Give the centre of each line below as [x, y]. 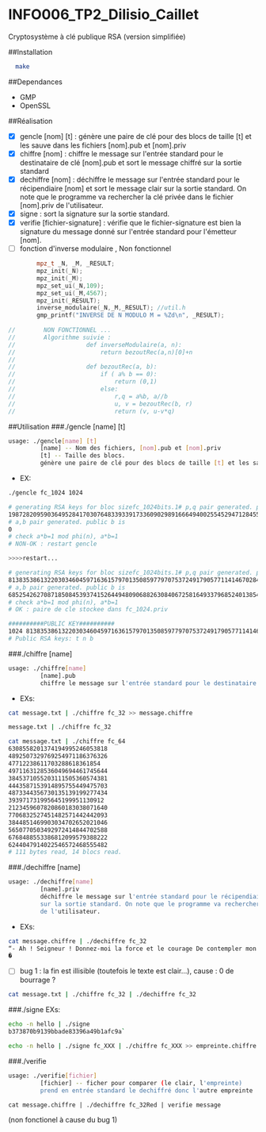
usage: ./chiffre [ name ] [47, 668]
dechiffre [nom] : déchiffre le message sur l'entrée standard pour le [129, 179]
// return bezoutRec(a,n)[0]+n [101, 352]
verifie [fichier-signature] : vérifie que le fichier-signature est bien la [130, 223]
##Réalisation [30, 121]
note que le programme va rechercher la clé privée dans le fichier [126, 197]
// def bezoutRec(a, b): [83, 367]
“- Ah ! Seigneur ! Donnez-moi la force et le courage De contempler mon [133, 949]
